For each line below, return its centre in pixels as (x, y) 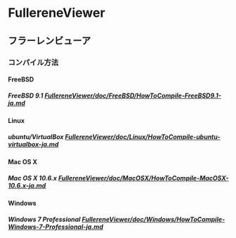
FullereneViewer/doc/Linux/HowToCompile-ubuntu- (143, 137)
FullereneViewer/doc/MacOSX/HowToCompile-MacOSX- (143, 178)
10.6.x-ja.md (27, 185)
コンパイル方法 (33, 62)
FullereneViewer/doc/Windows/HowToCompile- (153, 219)
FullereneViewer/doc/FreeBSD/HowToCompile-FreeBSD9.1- (133, 95)
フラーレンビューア (50, 40)
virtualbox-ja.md (33, 144)
